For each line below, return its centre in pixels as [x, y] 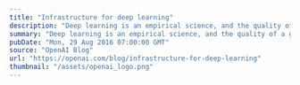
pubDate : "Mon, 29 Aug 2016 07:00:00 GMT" [89, 42]
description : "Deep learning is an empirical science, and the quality [145, 26]
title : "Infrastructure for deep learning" [92, 17]
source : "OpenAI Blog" [51, 50]
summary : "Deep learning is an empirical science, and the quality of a [147, 34]
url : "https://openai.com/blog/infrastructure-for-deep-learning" [135, 58]
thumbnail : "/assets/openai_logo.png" [81, 67]
